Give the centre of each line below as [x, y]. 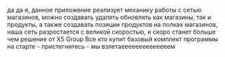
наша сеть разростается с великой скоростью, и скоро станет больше [111, 32]
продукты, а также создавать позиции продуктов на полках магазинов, [112, 24]
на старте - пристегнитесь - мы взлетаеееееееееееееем [91, 46]
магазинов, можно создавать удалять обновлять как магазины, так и [109, 17]
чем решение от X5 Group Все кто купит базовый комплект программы [113, 39]
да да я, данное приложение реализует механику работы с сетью [104, 10]
